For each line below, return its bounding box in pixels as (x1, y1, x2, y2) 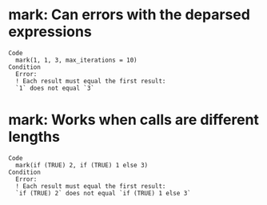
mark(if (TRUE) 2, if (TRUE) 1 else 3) (15, 161, 149, 169)
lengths (8, 128, 60, 146)
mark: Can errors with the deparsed (8, 6, 250, 24)
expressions (8, 22, 92, 41)
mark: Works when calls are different (8, 111, 260, 129)
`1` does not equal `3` (15, 84, 94, 92)
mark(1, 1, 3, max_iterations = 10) (15, 56, 137, 64)
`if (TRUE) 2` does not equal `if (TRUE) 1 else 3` (15, 189, 192, 197)
